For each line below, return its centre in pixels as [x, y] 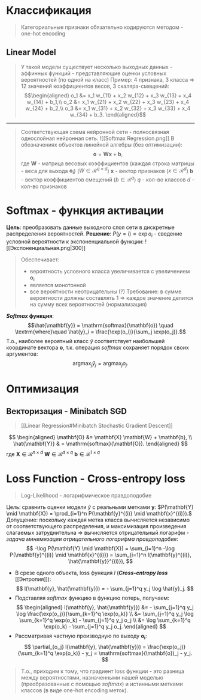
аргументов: [22, 354]
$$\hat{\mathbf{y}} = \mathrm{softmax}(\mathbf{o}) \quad [100, 326]
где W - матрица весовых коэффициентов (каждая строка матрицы [107, 163]
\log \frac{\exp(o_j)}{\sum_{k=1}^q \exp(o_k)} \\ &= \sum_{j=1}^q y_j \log [105, 613]
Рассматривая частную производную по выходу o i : [81, 636]
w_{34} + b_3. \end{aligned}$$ [108, 114]
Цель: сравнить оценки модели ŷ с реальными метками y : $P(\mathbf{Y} [100, 507]
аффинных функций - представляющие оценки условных [94, 73]
